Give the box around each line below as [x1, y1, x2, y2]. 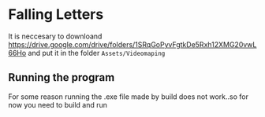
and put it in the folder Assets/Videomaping [28, 48, 166, 57]
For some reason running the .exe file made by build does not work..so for [8, 92, 248, 101]
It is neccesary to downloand [8, 31, 103, 41]
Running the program [8, 71, 115, 84]
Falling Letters [8, 5, 104, 24]
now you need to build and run [8, 100, 108, 109]
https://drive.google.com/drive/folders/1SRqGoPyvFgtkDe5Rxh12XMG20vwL [8, 39, 257, 49]
